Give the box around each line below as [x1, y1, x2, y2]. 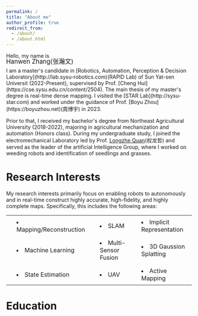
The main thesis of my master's [105, 86, 181, 93]
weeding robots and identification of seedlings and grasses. [6, 150, 152, 157]
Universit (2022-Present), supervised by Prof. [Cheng [6, 80, 137, 86]
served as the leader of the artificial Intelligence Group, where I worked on [6, 144, 187, 151]
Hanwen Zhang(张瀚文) [6, 57, 74, 66]
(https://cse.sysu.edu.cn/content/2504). [6, 86, 104, 93]
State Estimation [24, 270, 70, 278]
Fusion [100, 253, 118, 262]
